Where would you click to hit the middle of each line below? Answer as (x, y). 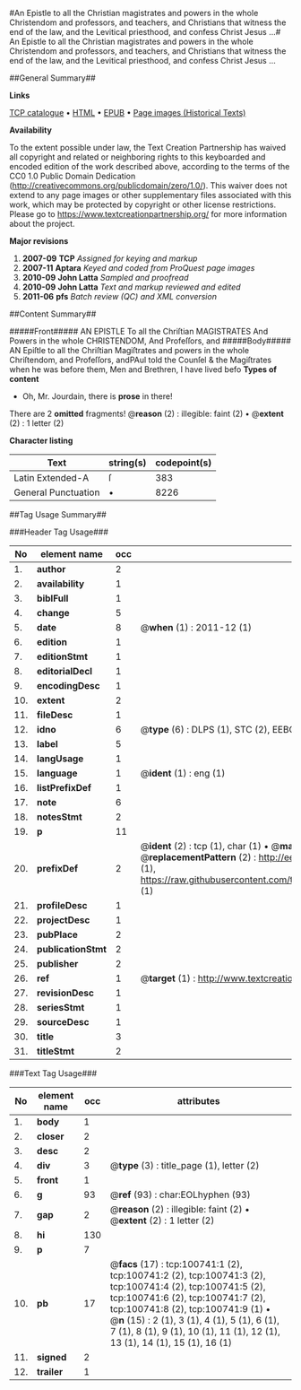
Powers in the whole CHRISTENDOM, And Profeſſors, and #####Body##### (150, 341)
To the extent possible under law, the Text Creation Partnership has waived (148, 148)
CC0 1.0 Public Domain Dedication (73, 176)
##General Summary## (52, 78)
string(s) (128, 463)
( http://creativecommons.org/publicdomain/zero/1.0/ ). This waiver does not (149, 186)
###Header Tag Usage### (59, 532)
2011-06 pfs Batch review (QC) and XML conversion (120, 296)
